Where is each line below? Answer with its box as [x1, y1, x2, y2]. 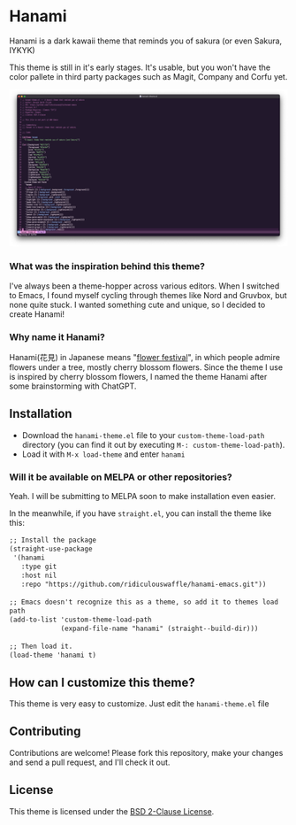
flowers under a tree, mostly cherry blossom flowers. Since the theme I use [9, 362, 284, 373]
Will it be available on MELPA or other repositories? [9, 471, 232, 483]
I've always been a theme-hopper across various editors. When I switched [9, 281, 280, 291]
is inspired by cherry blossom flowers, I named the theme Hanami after [9, 372, 268, 382]
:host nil [20, 571, 57, 581]
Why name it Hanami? [9, 330, 106, 343]
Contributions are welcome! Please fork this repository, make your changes [9, 747, 284, 758]
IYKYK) [9, 44, 35, 55]
